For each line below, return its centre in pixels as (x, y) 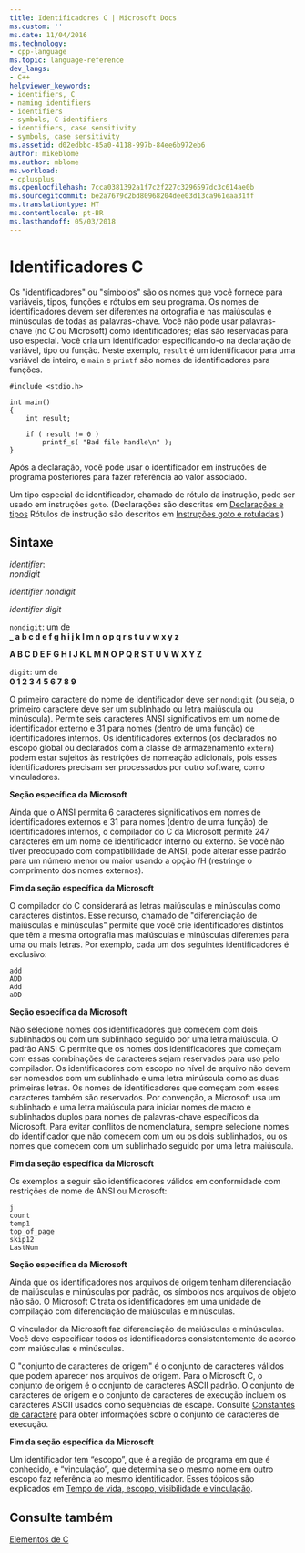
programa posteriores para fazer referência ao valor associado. (128, 476)
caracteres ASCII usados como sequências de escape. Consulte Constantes (152, 1405)
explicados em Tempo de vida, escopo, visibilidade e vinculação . (131, 1489)
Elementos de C (39, 1539)
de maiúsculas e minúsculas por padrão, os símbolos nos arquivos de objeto (153, 1292)
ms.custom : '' (36, 26)
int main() (30, 402)
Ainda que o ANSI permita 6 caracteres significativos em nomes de (135, 812)
